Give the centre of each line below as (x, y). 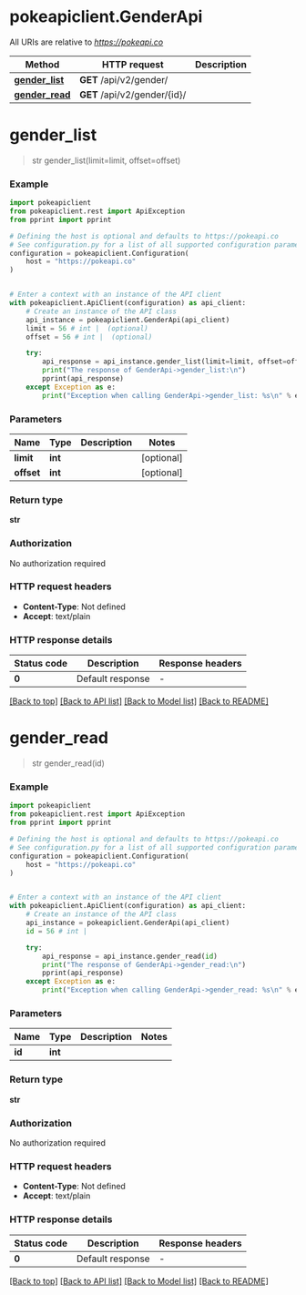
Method (42, 64)
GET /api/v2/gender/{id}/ (133, 95)
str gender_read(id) (68, 763)
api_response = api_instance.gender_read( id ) (130, 956)
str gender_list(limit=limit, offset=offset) (106, 160)
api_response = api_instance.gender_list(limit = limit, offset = (164, 362)
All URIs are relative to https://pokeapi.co (87, 42)
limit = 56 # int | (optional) (87, 328)
